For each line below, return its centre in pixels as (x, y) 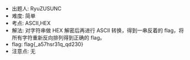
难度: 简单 (24, 16)
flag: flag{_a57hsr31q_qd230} (47, 44)
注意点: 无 (24, 51)
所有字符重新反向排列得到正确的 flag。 (58, 38)
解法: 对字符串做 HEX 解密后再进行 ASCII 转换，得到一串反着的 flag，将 (98, 30)
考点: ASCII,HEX (31, 23)
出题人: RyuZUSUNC (36, 8)
